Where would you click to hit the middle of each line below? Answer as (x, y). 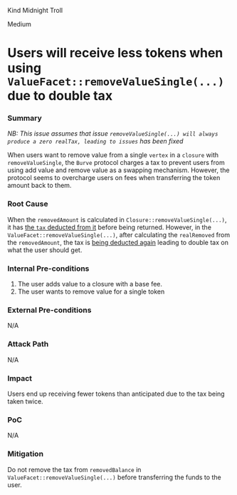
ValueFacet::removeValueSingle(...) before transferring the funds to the (115, 477)
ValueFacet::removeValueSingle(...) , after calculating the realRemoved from (118, 234)
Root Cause (28, 204)
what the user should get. (45, 250)
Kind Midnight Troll (35, 10)
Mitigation (26, 454)
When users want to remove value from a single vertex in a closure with (113, 155)
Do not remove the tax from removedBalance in (74, 469)
